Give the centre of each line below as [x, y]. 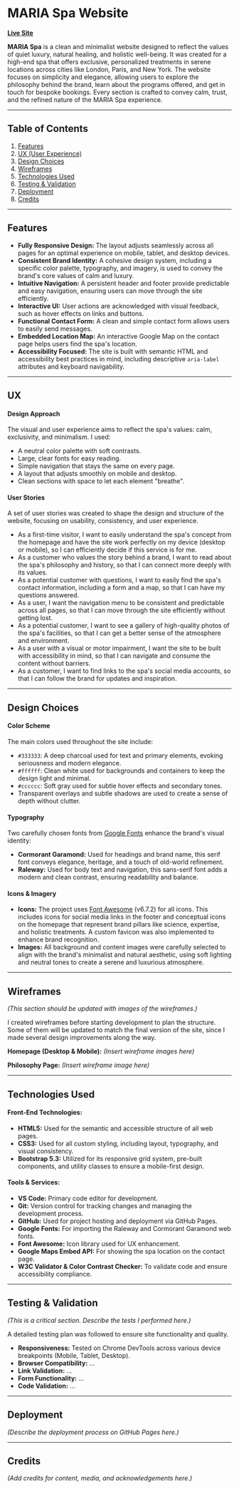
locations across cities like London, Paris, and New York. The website [109, 69]
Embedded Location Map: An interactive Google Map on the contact [118, 336]
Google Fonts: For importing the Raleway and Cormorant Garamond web [124, 1228]
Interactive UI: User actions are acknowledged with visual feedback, [118, 306]
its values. [32, 572]
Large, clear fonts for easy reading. [69, 458]
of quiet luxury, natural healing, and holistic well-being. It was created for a [117, 54]
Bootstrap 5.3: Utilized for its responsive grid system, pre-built [110, 1158]
